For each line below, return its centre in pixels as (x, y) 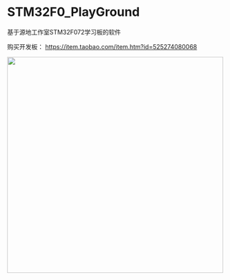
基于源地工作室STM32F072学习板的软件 (64, 32)
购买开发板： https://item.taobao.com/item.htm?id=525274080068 (102, 46)
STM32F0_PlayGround (74, 12)
